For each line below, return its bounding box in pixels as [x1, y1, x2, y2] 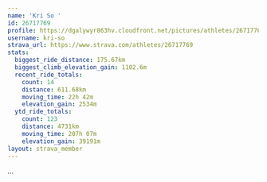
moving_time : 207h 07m [22, 130, 97, 137]
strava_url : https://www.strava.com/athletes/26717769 [7, 41, 194, 49]
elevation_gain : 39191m [22, 137, 101, 145]
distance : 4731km [22, 122, 80, 130]
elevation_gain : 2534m [22, 100, 97, 108]
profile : [7, 26, 37, 34]
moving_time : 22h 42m [22, 93, 93, 101]
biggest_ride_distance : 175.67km [14, 56, 126, 64]
